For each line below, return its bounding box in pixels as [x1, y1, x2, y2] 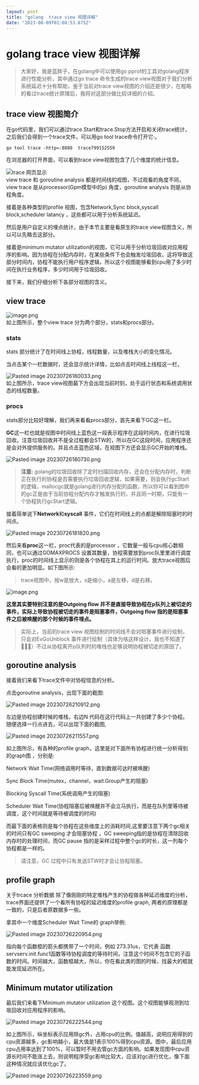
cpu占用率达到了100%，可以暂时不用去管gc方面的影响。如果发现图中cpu [6, 1045, 185, 1052]
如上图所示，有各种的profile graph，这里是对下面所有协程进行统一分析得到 [6, 745, 188, 752]
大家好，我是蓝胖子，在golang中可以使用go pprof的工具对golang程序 [20, 68, 190, 75]
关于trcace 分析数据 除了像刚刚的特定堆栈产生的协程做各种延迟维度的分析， [6, 891, 191, 898]
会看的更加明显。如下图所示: [6, 564, 76, 571]
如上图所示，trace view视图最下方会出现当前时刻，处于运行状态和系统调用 [6, 380, 188, 387]
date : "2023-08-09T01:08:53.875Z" [6, 20, 92, 25]
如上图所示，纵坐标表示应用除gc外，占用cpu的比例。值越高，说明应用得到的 [6, 1030, 193, 1038]
